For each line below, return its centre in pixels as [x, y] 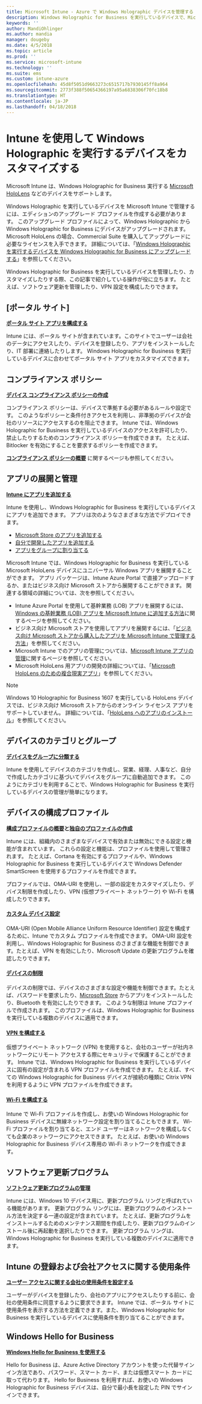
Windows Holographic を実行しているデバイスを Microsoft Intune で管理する [101, 206]
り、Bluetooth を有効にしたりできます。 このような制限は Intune [86, 1003]
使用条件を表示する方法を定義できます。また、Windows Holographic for [96, 1310]
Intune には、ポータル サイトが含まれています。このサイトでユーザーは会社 [99, 336]
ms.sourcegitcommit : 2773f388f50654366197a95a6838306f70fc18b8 [87, 90]
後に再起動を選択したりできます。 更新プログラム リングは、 [102, 1231]
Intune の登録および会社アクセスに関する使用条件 [98, 1267]
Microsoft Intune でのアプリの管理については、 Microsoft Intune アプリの [104, 650]
